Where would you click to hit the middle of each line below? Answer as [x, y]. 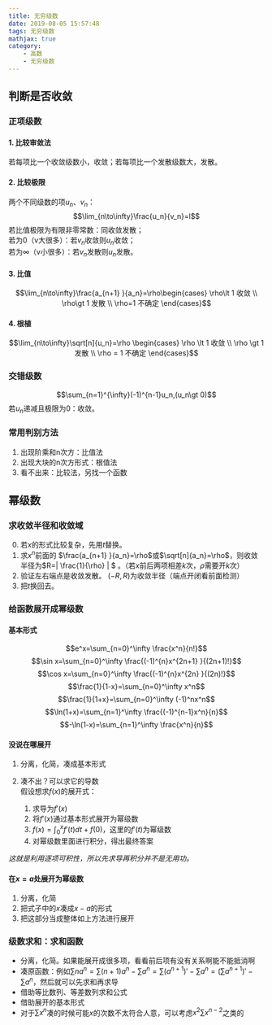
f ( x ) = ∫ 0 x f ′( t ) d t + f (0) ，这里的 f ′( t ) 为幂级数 [102, 830]
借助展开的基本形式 [52, 1002]
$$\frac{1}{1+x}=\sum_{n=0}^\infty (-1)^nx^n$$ [136, 700]
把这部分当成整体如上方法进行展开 [77, 918]
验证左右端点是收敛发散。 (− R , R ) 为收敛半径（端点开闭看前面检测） [132, 576]
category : [25, 46]
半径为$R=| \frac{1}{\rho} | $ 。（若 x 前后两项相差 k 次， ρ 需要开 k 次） [132, 565]
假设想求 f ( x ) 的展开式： [58, 792]
